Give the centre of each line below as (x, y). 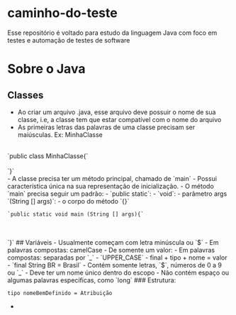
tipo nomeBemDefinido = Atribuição (60, 293)
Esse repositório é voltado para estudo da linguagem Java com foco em (112, 33)
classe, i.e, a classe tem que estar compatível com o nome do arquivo (119, 119)
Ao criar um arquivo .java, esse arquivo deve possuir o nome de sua (117, 112)
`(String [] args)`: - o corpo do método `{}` (68, 201)
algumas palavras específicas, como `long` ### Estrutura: (92, 280)
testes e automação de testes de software (69, 40)
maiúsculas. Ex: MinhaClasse (60, 134)
